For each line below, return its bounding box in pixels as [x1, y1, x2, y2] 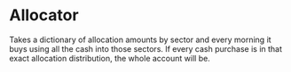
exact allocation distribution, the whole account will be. [9, 53, 210, 63]
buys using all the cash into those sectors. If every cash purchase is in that [9, 43, 282, 54]
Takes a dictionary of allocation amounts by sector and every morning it [9, 34, 272, 45]
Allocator [9, 5, 79, 25]
